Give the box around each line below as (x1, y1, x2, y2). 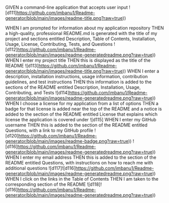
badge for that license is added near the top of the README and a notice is (5, 106, 162, 112)
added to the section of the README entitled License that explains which (5, 111, 158, 117)
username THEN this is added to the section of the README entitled (5, 122, 148, 128)
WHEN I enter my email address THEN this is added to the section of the (5, 154, 156, 160)
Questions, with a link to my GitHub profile (5, 127, 94, 133)
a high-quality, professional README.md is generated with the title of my (5, 30, 157, 36)
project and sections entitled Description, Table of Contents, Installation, (5, 36, 156, 42)
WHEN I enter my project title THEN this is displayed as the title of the (5, 57, 151, 63)
